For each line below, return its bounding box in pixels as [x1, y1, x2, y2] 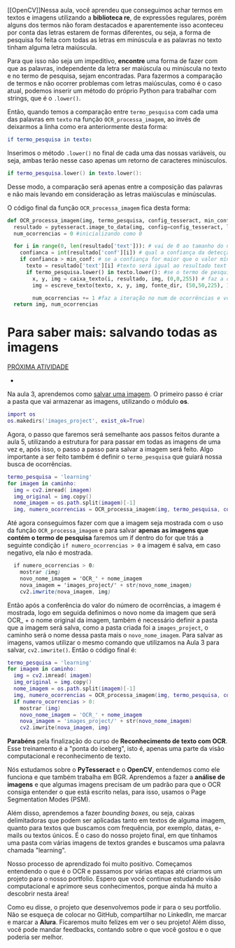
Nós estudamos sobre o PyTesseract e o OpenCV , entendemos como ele [7, 766, 220, 774]
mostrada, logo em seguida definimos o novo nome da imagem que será [7, 608, 216, 616]
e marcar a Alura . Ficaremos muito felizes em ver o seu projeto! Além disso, [7, 918, 226, 926]
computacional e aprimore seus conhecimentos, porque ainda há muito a [7, 882, 218, 891]
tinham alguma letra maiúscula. [7, 43, 97, 51]
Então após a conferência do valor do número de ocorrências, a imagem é [7, 601, 222, 609]
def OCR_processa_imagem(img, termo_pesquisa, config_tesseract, [7, 217, 201, 224]
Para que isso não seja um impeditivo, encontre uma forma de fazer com [7, 57, 218, 65]
